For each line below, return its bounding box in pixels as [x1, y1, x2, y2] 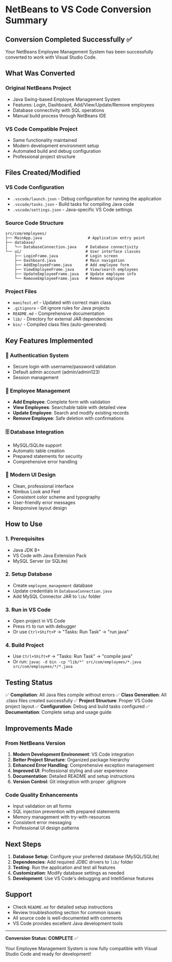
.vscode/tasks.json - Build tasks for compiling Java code [12, 201, 134, 207]
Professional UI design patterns [12, 825, 79, 831]
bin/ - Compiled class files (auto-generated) [12, 322, 107, 328]
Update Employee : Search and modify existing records [12, 410, 129, 416]
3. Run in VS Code [5, 606, 51, 613]
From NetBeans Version [5, 739, 66, 746]
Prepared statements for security [12, 453, 83, 459]
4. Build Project [5, 642, 45, 649]
